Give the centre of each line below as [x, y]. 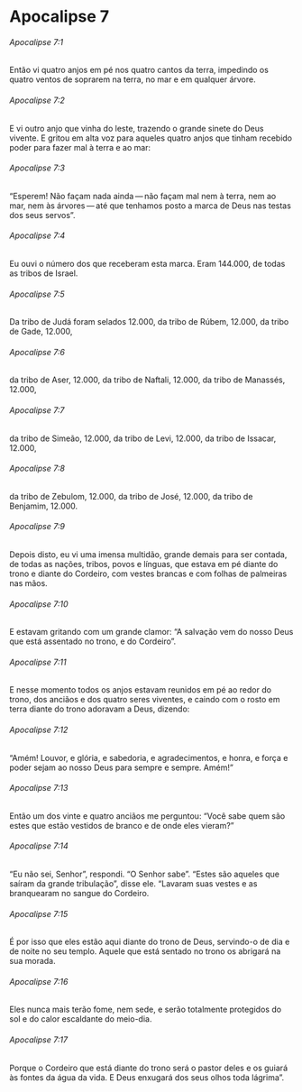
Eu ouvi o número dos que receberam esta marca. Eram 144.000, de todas [147, 264]
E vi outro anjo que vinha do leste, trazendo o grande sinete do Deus [137, 128]
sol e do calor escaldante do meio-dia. [81, 1019]
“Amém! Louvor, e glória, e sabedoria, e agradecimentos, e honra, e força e [149, 757]
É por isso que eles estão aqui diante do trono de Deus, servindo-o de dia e [150, 942]
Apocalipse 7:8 [37, 468]
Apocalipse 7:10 [39, 604]
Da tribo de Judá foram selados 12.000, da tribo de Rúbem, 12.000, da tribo [149, 322]
